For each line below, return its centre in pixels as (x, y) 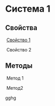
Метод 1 (15, 78)
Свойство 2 (19, 50)
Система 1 (28, 9)
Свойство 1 (18, 40)
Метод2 (15, 88)
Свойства (21, 28)
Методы (19, 66)
